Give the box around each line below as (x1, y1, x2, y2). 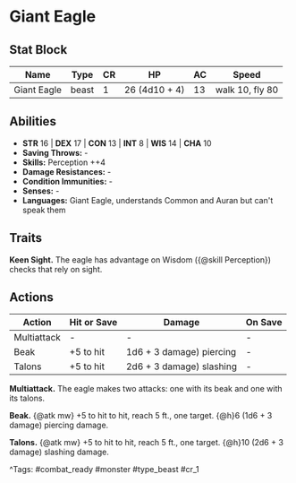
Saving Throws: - (21, 147, 89, 158)
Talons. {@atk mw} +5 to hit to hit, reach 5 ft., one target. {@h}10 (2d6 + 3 (9, 437, 284, 448)
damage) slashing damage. (9, 446, 110, 458)
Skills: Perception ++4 (21, 157, 106, 168)
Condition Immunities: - (21, 176, 114, 186)
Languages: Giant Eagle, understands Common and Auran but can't (21, 194, 274, 205)
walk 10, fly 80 (215, 83, 279, 96)
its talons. (9, 392, 46, 404)
